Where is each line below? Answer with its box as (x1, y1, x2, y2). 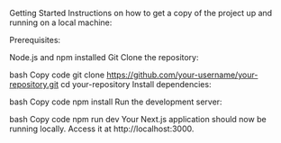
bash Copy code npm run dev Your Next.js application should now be (9, 114, 267, 124)
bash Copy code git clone (9, 69, 105, 80)
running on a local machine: (9, 17, 113, 28)
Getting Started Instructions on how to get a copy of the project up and (9, 8, 273, 18)
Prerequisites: (9, 35, 61, 45)
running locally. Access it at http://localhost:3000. (9, 123, 195, 134)
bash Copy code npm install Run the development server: (9, 96, 222, 107)
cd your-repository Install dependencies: (60, 79, 212, 89)
